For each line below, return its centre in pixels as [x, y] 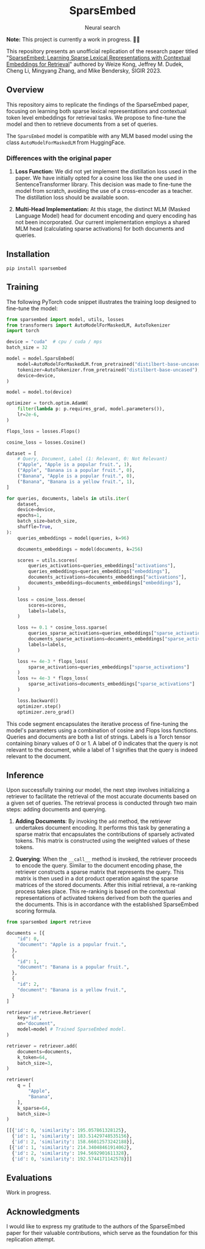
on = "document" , [37, 1024]
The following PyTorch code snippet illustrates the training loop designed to [101, 302]
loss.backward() [38, 701]
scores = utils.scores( [48, 560]
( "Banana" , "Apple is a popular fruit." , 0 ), [76, 476]
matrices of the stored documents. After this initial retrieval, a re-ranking [106, 885]
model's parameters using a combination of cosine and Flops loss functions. [102, 730]
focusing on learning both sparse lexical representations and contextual [97, 111]
